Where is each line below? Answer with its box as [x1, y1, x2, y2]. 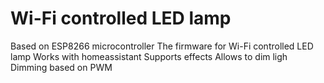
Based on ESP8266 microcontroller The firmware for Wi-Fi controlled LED [10, 40, 314, 52]
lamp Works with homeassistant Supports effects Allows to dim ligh [10, 50, 288, 62]
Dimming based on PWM [10, 61, 113, 73]
